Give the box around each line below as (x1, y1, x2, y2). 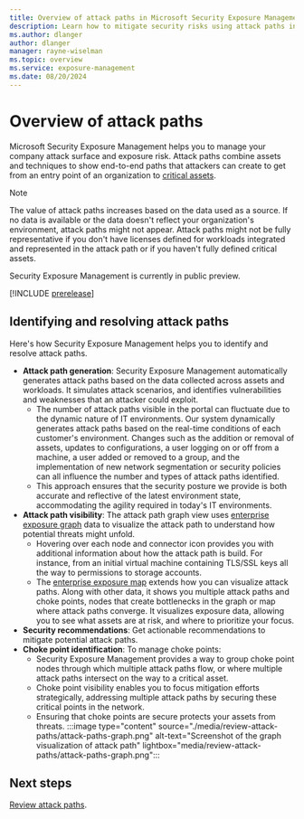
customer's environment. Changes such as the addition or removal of (35, 432, 295, 443)
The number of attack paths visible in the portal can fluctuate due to (35, 403, 290, 414)
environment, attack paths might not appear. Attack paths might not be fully (9, 223, 291, 235)
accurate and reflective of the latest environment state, (35, 490, 242, 501)
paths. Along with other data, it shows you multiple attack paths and (35, 586, 290, 597)
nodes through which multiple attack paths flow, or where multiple (35, 663, 283, 673)
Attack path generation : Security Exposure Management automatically (22, 365, 288, 376)
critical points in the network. (35, 701, 145, 712)
